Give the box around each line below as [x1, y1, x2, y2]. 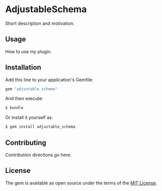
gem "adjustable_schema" [5, 86, 58, 92]
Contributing [5, 138, 46, 147]
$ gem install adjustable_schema [5, 124, 76, 130]
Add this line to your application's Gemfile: [5, 77, 93, 83]
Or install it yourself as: [5, 114, 53, 121]
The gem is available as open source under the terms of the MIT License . [5, 180, 157, 186]
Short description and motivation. [5, 20, 75, 26]
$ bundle [5, 105, 24, 110]
